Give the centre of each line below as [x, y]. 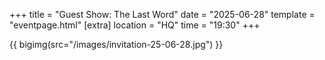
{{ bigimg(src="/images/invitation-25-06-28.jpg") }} [116, 44]
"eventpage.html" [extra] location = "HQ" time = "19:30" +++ [135, 25]
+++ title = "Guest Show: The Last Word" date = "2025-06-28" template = [162, 14]
